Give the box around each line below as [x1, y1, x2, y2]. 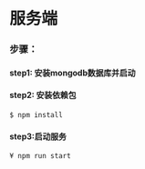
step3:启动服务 [9, 131, 67, 142]
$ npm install [9, 110, 64, 119]
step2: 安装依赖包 [9, 90, 77, 101]
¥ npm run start [9, 152, 71, 161]
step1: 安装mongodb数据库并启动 [9, 67, 136, 78]
